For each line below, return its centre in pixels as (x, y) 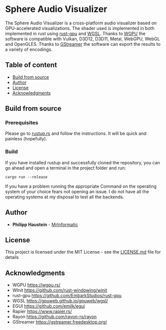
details (12, 257)
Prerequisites (22, 123)
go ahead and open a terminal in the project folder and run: (66, 168)
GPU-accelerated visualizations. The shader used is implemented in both (80, 28)
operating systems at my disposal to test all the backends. (65, 197)
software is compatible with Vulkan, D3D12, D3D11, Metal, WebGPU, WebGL (83, 39)
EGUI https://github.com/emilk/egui (49, 306)
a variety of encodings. (29, 49)
